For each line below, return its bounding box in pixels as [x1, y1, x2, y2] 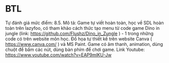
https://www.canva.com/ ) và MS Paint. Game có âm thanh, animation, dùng [5, 41, 163, 47]
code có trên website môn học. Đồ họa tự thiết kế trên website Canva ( [5, 36, 152, 42]
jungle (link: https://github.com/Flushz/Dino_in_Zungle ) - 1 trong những [5, 30, 154, 36]
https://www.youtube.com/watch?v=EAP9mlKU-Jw [5, 51, 112, 58]
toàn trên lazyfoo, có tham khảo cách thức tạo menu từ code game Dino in [5, 25, 160, 31]
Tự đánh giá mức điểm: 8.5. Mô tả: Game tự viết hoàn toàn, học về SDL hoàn [5, 20, 164, 26]
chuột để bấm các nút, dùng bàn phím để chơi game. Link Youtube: [5, 46, 145, 52]
